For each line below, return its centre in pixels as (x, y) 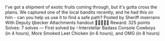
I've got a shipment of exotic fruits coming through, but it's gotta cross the (81, 7)
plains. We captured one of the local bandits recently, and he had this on (79, 12)
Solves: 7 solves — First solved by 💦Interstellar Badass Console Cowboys (80, 28)
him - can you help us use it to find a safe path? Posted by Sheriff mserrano (82, 17)
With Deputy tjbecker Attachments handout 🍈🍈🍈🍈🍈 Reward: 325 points (78, 22)
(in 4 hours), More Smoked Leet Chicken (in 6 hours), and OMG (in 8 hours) (82, 33)
